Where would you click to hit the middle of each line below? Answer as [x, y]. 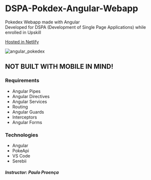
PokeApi [21, 150]
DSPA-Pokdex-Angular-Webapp [72, 9]
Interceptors [25, 117]
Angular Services [30, 101]
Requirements [22, 80]
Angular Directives [31, 96]
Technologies [22, 135]
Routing [20, 107]
